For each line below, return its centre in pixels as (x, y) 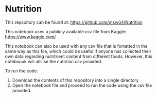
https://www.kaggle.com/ (30, 37)
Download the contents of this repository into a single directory (75, 80)
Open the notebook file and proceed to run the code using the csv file (82, 85)
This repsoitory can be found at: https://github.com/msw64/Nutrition (74, 22)
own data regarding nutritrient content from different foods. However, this (78, 56)
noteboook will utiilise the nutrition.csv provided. (54, 61)
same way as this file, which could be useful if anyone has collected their (78, 51)
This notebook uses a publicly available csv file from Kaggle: (66, 31)
